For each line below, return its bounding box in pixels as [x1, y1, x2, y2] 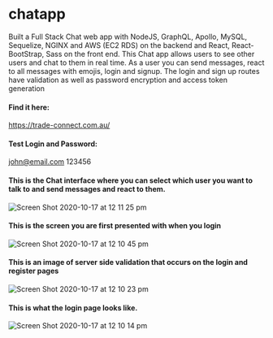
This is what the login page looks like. [8, 302, 138, 313]
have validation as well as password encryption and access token [8, 75, 227, 84]
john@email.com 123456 [8, 157, 92, 167]
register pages [8, 266, 59, 276]
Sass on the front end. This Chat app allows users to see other [45, 49, 255, 58]
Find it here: [8, 102, 50, 112]
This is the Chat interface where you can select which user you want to [8, 175, 253, 185]
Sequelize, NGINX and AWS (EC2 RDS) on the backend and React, [8, 40, 230, 50]
